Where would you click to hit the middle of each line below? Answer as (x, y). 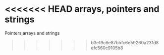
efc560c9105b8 (107, 48)
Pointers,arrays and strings (32, 33)
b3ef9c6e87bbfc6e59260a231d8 (125, 42)
